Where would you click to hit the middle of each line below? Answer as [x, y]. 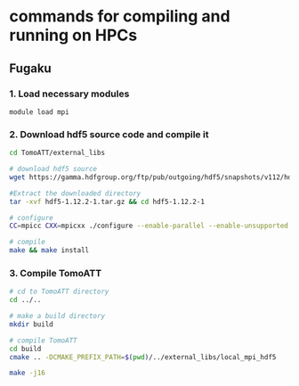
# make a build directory [57, 316]
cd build [25, 349]
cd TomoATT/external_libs [57, 153]
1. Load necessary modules [69, 94]
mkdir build [31, 324]
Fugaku [30, 68]
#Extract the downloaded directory [75, 193]
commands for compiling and [120, 16]
